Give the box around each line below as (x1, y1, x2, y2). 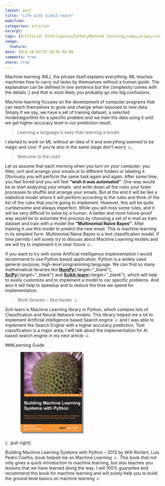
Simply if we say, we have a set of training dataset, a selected (5, 110, 130, 115)
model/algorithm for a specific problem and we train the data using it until (5, 114, 154, 120)
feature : (9, 44, 27, 49)
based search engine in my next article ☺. (5, 333, 91, 339)
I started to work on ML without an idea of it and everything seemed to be (5, 139, 154, 145)
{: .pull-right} (5, 440, 31, 446)
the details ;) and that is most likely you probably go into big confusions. (5, 89, 151, 95)
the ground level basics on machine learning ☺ (5, 475, 101, 481)
